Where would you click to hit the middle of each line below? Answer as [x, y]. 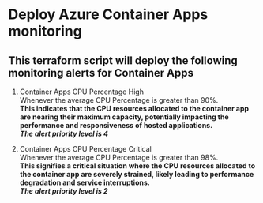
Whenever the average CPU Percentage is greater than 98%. [119, 157]
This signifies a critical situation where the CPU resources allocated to [137, 166]
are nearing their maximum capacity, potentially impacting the [124, 117]
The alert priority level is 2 [64, 191]
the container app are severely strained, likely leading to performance [137, 174]
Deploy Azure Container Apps [108, 15]
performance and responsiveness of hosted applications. [116, 125]
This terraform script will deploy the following [123, 60]
